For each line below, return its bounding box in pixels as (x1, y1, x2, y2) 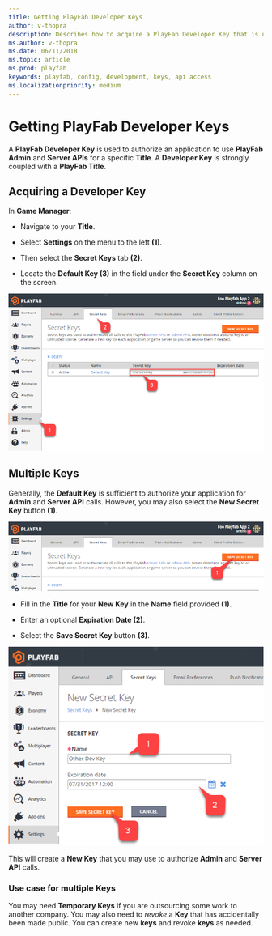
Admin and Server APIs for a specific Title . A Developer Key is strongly (8, 152, 249, 162)
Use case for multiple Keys (8, 883, 116, 894)
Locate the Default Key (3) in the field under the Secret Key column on (19, 269, 257, 279)
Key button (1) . (8, 505, 58, 515)
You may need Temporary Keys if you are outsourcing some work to (8, 901, 237, 911)
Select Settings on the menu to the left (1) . (19, 237, 163, 247)
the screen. (19, 278, 58, 287)
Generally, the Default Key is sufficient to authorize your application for (8, 488, 247, 498)
